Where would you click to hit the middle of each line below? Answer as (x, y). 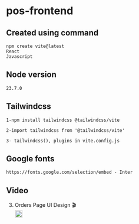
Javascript (19, 57)
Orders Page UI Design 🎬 (45, 205)
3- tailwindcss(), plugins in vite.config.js (63, 141)
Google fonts (30, 159)
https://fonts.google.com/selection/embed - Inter (69, 173)
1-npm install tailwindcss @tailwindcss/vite (63, 120)
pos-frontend (40, 11)
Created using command (52, 33)
